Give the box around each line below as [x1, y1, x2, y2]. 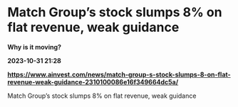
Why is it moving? [7, 43, 62, 51]
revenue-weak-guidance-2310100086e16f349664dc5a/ [7, 77, 179, 86]
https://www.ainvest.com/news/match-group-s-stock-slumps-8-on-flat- [7, 70, 231, 79]
